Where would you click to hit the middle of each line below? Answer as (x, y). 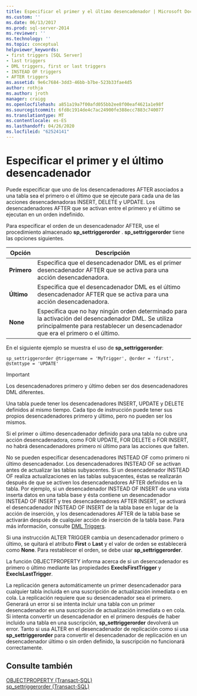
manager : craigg (26, 99)
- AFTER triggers (27, 77)
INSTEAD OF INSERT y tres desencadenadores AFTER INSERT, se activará (96, 501)
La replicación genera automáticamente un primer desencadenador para (94, 585)
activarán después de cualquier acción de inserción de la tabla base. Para (95, 520)
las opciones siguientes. (35, 238)
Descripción (113, 253)
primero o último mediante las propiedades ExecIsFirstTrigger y (84, 567)
